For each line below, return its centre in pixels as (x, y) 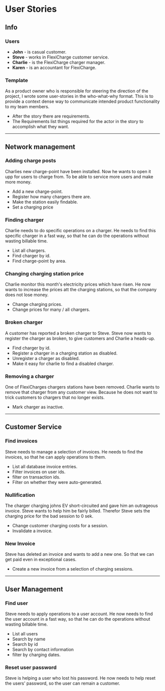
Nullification (20, 495)
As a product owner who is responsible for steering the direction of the (77, 91)
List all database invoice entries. (45, 466)
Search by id (25, 644)
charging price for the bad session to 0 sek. (49, 516)
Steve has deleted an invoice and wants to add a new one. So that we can (80, 554)
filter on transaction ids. (36, 477)
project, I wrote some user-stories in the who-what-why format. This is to (79, 96)
